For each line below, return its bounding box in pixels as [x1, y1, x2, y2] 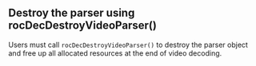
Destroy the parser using [8, 6, 135, 20]
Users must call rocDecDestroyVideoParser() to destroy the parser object [8, 40, 248, 49]
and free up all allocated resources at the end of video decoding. [8, 48, 222, 58]
